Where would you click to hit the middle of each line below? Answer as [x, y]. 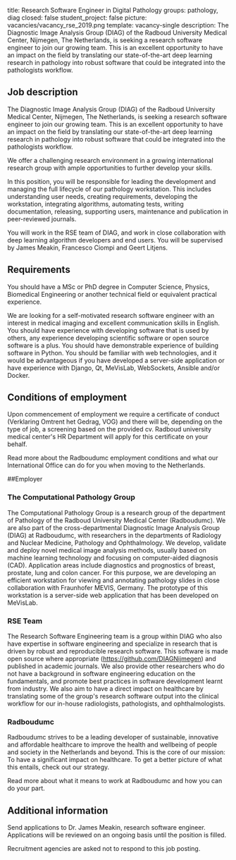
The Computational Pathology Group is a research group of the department [116, 512]
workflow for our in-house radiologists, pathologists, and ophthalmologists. [116, 704]
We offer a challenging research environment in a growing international [110, 160]
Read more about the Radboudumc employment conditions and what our [113, 458]
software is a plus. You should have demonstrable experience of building [113, 345]
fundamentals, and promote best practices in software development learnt [115, 681]
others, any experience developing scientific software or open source [108, 338]
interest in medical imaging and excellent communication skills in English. [114, 323]
